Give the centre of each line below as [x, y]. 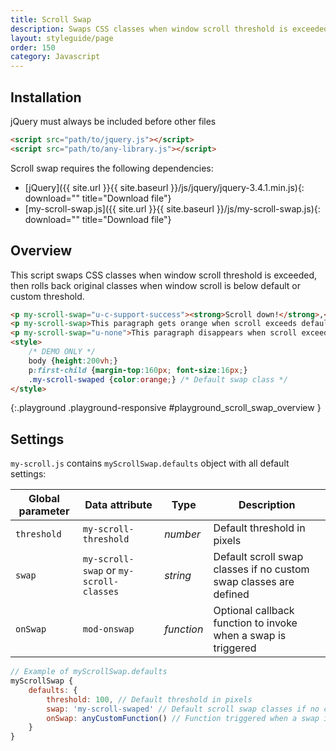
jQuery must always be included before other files [113, 121]
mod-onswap [108, 629]
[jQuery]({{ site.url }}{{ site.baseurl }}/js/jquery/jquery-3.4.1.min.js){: [164, 187]
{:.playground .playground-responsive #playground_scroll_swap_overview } [166, 408]
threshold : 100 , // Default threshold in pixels [149, 699]
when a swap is [250, 636]
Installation [46, 97]
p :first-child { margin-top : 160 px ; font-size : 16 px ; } [138, 370]
